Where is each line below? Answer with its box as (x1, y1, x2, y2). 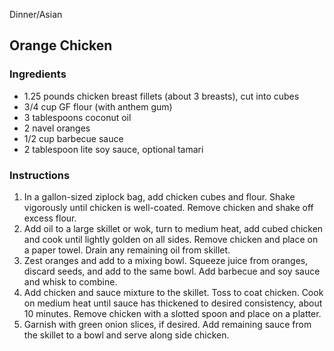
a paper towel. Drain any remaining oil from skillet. (23, 244, 231, 256)
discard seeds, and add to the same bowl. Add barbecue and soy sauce (23, 265, 321, 277)
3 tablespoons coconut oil (23, 111, 132, 123)
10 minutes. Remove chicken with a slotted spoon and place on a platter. (23, 307, 322, 319)
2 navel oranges (23, 122, 91, 134)
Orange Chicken (9, 37, 113, 54)
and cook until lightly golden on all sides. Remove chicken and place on (23, 233, 319, 245)
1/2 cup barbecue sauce (23, 132, 124, 144)
